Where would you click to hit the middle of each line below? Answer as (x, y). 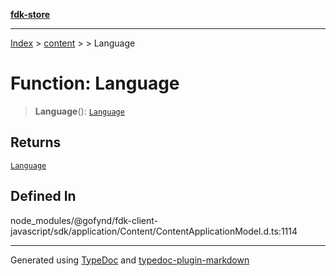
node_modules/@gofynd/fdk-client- (84, 220)
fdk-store (30, 14)
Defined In (43, 196)
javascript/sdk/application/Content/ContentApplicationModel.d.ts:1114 (154, 231)
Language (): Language (79, 111)
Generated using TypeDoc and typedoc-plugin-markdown (130, 260)
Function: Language (95, 83)
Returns (36, 142)
